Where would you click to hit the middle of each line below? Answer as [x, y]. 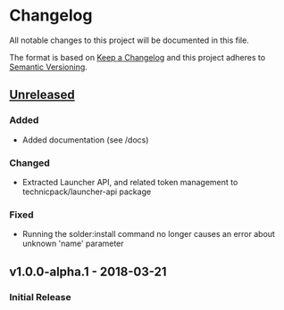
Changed [30, 163]
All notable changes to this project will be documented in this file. [129, 40]
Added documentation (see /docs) [85, 140]
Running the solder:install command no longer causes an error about [148, 234]
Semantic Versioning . [48, 67]
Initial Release [40, 297]
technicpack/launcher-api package [87, 192]
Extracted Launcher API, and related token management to [130, 182]
